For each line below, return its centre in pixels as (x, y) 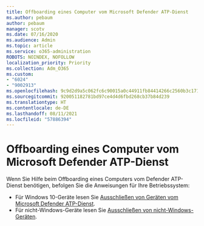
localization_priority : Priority (49, 63)
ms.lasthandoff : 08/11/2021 (42, 114)
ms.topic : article (29, 46)
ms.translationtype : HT (36, 102)
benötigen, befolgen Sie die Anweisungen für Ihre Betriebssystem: (107, 185)
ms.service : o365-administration (49, 52)
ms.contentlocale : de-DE (38, 108)
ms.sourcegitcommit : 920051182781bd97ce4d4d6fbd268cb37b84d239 (88, 97)
